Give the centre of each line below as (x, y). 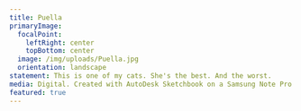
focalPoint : (40, 34)
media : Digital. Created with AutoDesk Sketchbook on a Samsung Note (143, 84)
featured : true (38, 92)
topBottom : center (60, 51)
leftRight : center (60, 43)
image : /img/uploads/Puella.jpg (78, 59)
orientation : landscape (62, 68)
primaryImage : (36, 26)
